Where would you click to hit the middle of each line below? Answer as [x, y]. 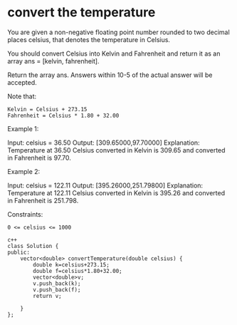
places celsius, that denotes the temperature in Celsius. [89, 39]
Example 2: [24, 171]
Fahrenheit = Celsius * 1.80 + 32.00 [63, 115]
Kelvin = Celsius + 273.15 [47, 109]
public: [19, 252]
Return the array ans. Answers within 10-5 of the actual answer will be [110, 75]
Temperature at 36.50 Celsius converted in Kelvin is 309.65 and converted [116, 150]
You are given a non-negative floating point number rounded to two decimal [118, 32]
